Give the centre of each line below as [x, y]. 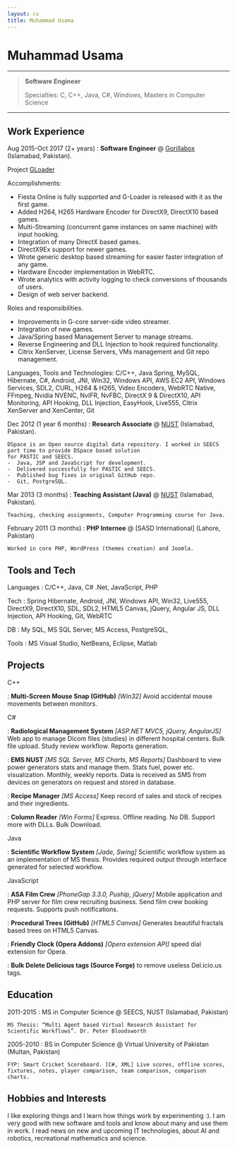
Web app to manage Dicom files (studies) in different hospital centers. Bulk [116, 738]
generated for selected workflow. [55, 867]
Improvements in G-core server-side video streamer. [94, 322]
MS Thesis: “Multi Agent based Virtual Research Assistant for [102, 1025]
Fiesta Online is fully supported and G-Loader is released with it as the [120, 197]
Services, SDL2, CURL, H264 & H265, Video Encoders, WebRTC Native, [111, 388]
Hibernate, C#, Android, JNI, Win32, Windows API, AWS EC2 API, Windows [116, 380]
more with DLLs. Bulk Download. [55, 824]
